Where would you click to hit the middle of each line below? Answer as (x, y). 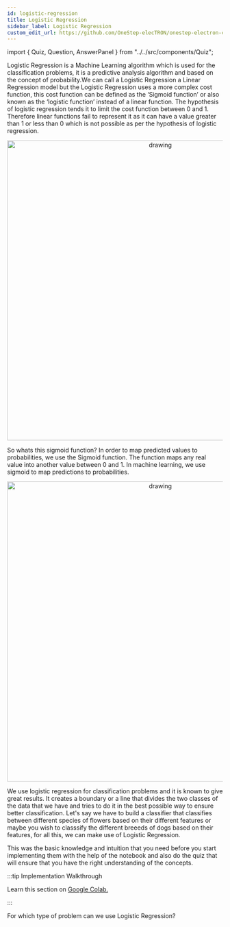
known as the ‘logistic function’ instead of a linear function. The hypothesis (113, 102)
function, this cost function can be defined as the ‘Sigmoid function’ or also (113, 95)
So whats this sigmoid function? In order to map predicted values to (102, 450)
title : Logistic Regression (47, 20)
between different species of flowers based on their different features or (109, 821)
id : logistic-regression (42, 13)
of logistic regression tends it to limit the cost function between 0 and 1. (108, 109)
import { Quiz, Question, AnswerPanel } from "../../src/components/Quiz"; (110, 52)
